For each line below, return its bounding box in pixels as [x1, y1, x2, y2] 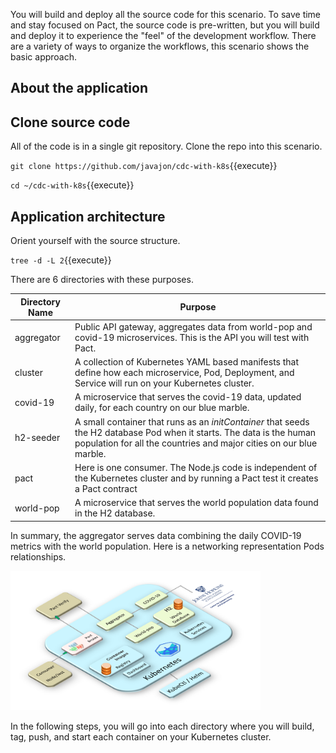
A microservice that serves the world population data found [74, 497, 319, 509]
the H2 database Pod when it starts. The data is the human [74, 426, 317, 438]
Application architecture [10, 208, 166, 225]
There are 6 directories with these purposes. [10, 274, 194, 286]
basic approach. [10, 51, 78, 63]
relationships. [10, 550, 67, 563]
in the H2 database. [74, 507, 156, 519]
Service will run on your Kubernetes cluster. [74, 377, 255, 389]
